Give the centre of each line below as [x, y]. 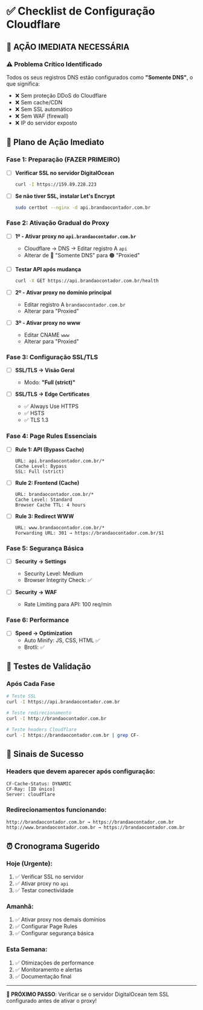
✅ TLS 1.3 [36, 420]
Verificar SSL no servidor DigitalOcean [65, 173]
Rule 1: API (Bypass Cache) [50, 449]
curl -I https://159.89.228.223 [56, 184]
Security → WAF [36, 592]
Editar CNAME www [47, 334]
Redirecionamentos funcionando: [56, 810]
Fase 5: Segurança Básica [45, 548]
